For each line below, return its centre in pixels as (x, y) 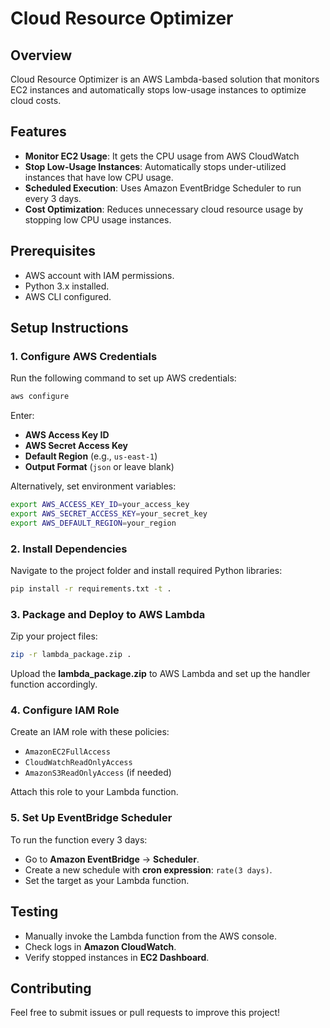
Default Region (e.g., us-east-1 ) (91, 456)
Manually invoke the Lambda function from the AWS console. (150, 936)
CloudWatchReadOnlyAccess (78, 763)
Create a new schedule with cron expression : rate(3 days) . (148, 869)
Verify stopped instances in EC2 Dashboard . (117, 957)
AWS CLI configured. (68, 296)
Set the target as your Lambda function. (107, 880)
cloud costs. (36, 100)
